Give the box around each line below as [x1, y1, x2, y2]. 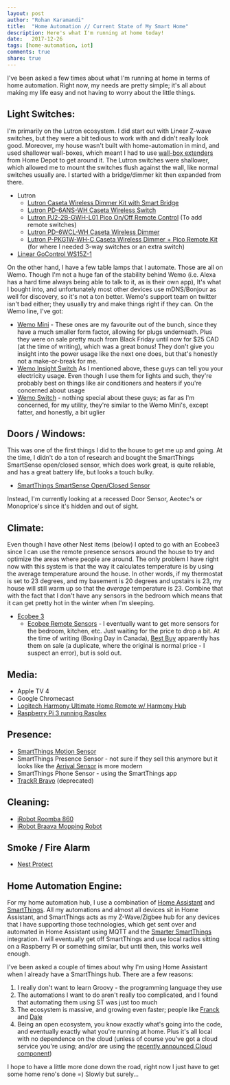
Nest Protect [16, 860, 53, 868]
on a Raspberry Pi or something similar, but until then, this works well [7, 942, 203, 951]
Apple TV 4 [16, 687, 49, 695]
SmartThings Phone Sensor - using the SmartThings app [16, 769, 177, 777]
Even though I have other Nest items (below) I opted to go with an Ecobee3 [7, 540, 220, 549]
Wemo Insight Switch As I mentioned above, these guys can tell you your [16, 364, 224, 372]
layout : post [7, 10, 45, 17]
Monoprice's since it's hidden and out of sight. [7, 502, 139, 510]
